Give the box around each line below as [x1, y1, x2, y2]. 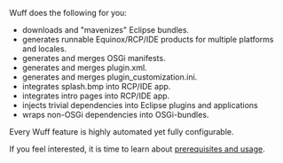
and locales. [21, 43, 67, 54]
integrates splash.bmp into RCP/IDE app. [21, 81, 171, 91]
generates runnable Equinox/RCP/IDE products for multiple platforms [21, 35, 274, 44]
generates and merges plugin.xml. [21, 62, 148, 73]
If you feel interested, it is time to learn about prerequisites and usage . [9, 144, 266, 154]
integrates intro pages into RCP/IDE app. [21, 90, 170, 101]
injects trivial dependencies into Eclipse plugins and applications [21, 100, 259, 110]
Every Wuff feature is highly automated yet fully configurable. [9, 127, 234, 136]
